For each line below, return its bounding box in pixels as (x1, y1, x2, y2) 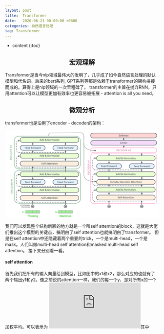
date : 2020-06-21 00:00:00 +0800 (5, 18, 78, 23)
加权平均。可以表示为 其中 (5, 324, 149, 330)
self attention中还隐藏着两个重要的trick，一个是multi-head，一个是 (13, 235, 148, 241)
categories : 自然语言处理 (5, 24, 54, 28)
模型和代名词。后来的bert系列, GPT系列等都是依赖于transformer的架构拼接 (5, 78, 155, 84)
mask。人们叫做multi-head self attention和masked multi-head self (5, 241, 138, 247)
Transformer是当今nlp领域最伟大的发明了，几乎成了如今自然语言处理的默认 (5, 72, 156, 78)
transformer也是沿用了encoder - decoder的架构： (5, 120, 106, 126)
